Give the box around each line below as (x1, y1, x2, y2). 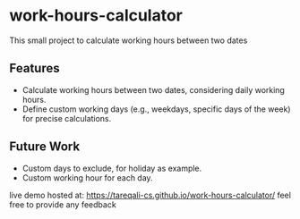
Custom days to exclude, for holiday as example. (21, 163, 202, 173)
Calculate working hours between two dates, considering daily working (21, 84, 285, 95)
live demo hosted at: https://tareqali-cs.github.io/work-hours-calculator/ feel (9, 190, 291, 200)
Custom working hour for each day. (21, 172, 154, 183)
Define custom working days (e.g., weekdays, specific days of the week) (21, 104, 291, 114)
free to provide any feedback (9, 198, 116, 210)
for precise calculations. (21, 113, 112, 123)
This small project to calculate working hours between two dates (9, 35, 248, 46)
